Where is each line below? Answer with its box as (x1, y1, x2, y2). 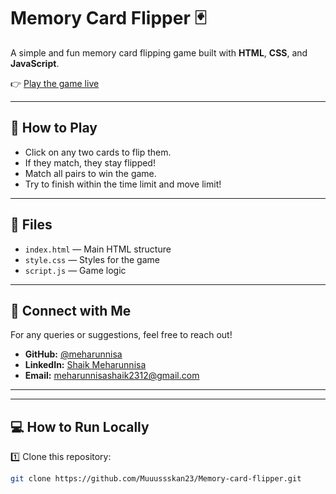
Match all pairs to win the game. (24, 167, 157, 179)
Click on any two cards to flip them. (24, 146, 172, 158)
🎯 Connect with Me (10, 302, 132, 319)
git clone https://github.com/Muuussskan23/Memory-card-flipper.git (10, 474, 302, 484)
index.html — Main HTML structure (24, 243, 172, 255)
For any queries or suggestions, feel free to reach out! (10, 329, 233, 341)
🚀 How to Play (10, 120, 98, 137)
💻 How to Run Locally (10, 418, 150, 435)
